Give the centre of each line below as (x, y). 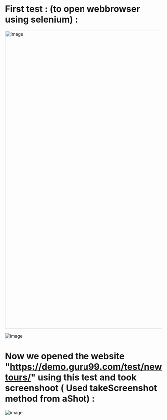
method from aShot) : (50, 399)
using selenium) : (42, 20)
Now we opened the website (65, 356)
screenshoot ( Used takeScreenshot (81, 388)
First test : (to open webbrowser (73, 9)
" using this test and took (83, 377)
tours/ (18, 377)
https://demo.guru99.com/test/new (86, 367)
